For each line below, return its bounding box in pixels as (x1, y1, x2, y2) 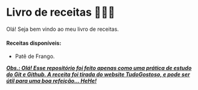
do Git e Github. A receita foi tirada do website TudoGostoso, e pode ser (6, 71, 190, 78)
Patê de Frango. (14, 53, 56, 60)
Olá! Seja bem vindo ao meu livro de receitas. (6, 25, 119, 33)
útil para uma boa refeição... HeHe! (6, 77, 97, 85)
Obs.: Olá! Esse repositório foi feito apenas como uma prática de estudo (6, 65, 192, 72)
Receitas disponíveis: (6, 39, 62, 47)
